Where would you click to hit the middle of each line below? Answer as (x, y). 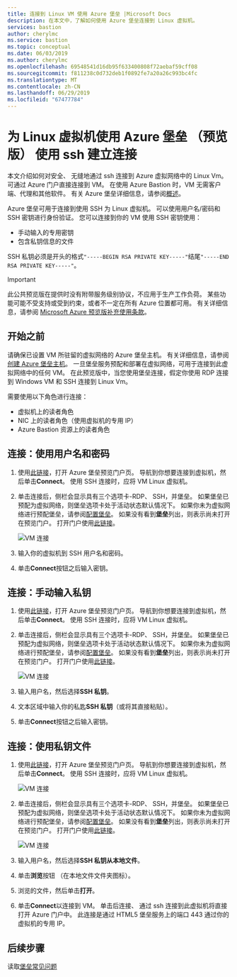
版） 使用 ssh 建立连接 (72, 155)
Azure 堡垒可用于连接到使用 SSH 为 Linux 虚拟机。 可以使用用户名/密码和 (114, 208)
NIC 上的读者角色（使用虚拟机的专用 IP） (77, 420)
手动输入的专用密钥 (46, 232)
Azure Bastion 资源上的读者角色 (64, 429)
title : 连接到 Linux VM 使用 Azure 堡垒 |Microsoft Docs (89, 14)
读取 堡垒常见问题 (32, 966)
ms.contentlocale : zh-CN (44, 87)
